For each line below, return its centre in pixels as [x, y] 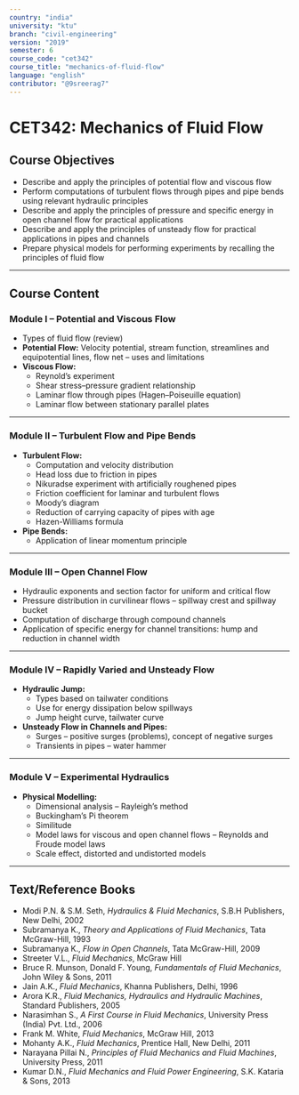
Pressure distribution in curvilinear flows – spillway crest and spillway [149, 600]
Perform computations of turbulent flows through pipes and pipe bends [153, 191]
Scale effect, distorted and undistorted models [121, 853]
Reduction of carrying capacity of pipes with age [125, 511]
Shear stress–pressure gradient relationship [115, 386]
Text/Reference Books [73, 889]
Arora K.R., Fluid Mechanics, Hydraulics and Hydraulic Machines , [142, 996]
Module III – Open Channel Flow [79, 572]
